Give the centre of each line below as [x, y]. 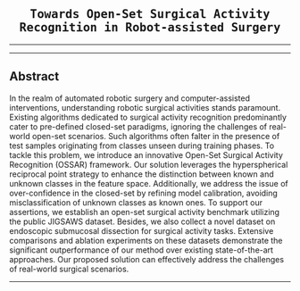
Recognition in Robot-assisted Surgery [150, 28]
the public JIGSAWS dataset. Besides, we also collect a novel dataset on [142, 221]
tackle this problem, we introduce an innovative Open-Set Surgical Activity [146, 154]
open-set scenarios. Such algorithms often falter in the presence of [156, 136]
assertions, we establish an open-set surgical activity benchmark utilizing [144, 212]
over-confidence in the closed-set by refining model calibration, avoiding [144, 193]
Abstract [34, 76]
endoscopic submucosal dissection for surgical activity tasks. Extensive [142, 230]
